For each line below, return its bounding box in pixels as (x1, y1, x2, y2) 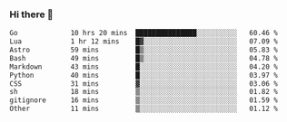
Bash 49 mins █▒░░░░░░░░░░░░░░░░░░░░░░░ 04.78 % (9, 53, 279, 62)
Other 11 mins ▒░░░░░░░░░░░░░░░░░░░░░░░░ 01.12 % (9, 104, 279, 114)
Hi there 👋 (9, 8, 54, 21)
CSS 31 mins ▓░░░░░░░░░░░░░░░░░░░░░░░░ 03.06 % (9, 79, 279, 89)
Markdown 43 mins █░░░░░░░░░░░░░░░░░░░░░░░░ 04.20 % (9, 62, 279, 71)
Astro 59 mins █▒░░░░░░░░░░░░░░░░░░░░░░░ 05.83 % (9, 45, 279, 55)
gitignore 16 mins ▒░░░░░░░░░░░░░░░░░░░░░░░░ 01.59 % (9, 96, 279, 105)
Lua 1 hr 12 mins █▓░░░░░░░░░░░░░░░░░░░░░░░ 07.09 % (9, 37, 279, 46)
